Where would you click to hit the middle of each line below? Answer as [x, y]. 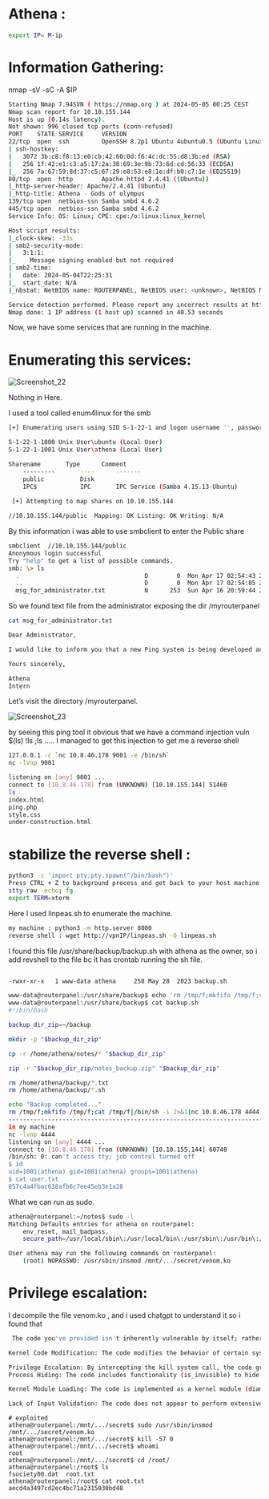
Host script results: [44, 230]
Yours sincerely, [37, 664]
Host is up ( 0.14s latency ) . [57, 119]
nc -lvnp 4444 [32, 1134]
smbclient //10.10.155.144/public [68, 546]
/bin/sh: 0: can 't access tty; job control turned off [102, 1157]
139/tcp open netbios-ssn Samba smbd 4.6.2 [84, 201]
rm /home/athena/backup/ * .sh [57, 1090]
